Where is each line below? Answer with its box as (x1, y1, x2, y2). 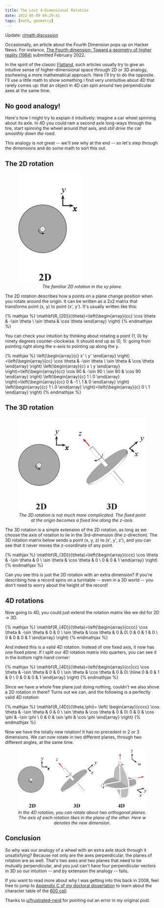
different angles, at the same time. (5, 739, 74, 745)
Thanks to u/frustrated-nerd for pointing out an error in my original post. (5, 897, 150, 903)
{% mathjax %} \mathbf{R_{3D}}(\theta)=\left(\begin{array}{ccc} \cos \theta (5, 552, 158, 558)
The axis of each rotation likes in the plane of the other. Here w (19, 814, 146, 820)
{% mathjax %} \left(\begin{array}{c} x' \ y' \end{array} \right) (5, 353, 130, 359)
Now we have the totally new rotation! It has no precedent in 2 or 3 (5, 729, 140, 735)
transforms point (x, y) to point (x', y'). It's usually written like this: (5, 304, 138, 309)
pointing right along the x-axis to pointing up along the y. (5, 344, 119, 349)
